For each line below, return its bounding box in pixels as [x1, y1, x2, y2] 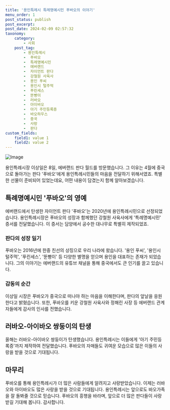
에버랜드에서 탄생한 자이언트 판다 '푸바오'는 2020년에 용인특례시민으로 [5, 208, 146, 214]
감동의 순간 [5, 281, 31, 288]
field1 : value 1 [14, 135, 49, 141]
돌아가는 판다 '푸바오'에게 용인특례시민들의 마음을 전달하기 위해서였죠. [14, 171, 153, 177]
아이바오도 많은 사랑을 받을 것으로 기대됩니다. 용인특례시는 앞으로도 [14, 387, 148, 393]
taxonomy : [5, 31, 26, 36]
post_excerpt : [5, 21, 36, 27]
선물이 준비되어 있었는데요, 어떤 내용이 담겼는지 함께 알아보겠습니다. [10, 177, 145, 183]
